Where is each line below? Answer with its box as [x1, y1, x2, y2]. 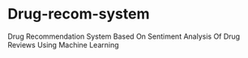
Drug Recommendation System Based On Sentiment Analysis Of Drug [7, 31, 241, 41]
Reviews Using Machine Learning [7, 39, 119, 49]
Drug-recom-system [7, 5, 150, 23]
